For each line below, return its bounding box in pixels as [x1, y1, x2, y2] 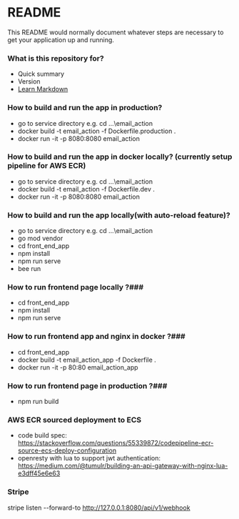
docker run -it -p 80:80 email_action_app [17, 362, 138, 372]
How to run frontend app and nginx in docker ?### [7, 332, 185, 342]
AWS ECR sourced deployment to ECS [7, 415, 141, 425]
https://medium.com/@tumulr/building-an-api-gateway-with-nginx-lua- [17, 462, 228, 470]
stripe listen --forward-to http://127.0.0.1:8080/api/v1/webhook [7, 503, 190, 512]
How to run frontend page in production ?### [7, 380, 168, 390]
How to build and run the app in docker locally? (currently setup [7, 152, 233, 162]
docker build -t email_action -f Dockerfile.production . [17, 127, 176, 135]
